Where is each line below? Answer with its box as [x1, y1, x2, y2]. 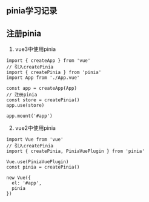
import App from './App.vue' [6, 75, 80, 81]
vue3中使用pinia [15, 45, 56, 53]
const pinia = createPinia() [6, 164, 80, 170]
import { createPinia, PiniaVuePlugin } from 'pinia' [6, 148, 145, 155]
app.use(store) [6, 103, 45, 109]
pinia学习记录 [6, 5, 58, 16]
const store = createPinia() [6, 97, 80, 103]
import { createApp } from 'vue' [6, 58, 91, 64]
